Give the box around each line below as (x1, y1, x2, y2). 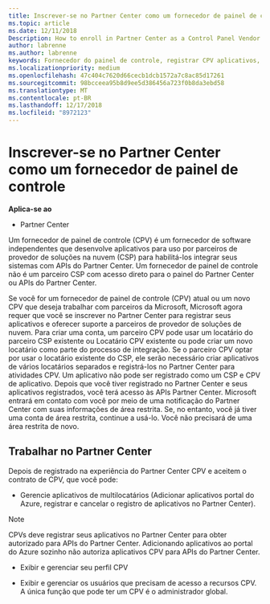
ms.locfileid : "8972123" (8, 109, 92, 117)
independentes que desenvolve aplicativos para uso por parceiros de (8, 243, 238, 253)
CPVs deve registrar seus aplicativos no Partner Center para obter (8, 529, 227, 539)
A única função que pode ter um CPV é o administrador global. (19, 586, 228, 596)
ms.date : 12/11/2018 (8, 27, 78, 35)
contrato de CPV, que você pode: (8, 475, 119, 484)
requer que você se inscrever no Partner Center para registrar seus (8, 310, 231, 320)
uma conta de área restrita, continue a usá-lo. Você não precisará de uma (8, 413, 252, 422)
